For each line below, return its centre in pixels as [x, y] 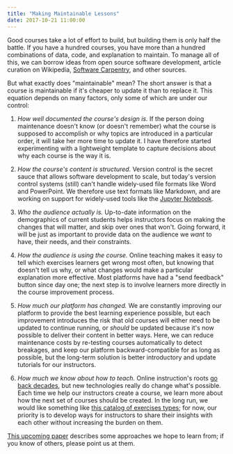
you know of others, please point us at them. [71, 443]
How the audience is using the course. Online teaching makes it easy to [120, 255]
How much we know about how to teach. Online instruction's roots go [117, 378]
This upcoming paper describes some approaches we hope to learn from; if [115, 436]
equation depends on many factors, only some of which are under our [107, 97]
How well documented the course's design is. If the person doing [111, 118]
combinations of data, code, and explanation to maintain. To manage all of [113, 55]
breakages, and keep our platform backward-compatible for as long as [119, 350]
